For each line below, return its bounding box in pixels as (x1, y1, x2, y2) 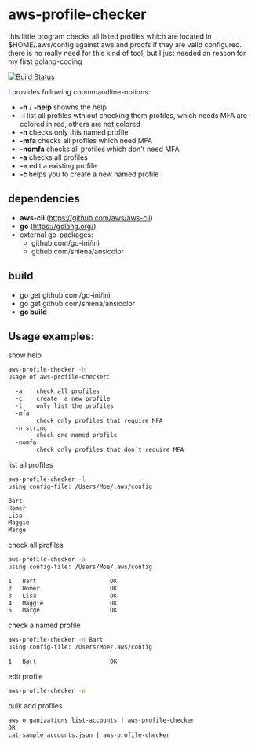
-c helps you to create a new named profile (19, 169, 159, 179)
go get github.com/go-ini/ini (19, 290, 111, 300)
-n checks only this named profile (19, 128, 129, 137)
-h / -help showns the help (19, 102, 107, 112)
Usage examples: (8, 329, 95, 343)
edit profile (8, 671, 43, 681)
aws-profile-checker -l (8, 475, 86, 483)
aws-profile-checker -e (8, 686, 86, 694)
